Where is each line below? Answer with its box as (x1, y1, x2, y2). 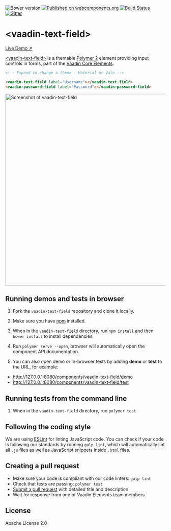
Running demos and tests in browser (5, 294, 124, 303)
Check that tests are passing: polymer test (12, 480, 103, 487)
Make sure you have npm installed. (12, 318, 86, 324)
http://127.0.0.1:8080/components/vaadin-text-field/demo (12, 374, 133, 380)
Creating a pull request (5, 461, 79, 470)
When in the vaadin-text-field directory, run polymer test (12, 408, 136, 414)
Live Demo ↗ (5, 45, 33, 51)
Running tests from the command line (5, 394, 127, 403)
